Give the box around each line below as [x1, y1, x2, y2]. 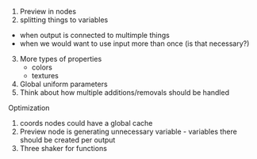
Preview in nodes [19, 7, 77, 16]
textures [31, 71, 59, 80]
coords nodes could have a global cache [19, 119, 153, 127]
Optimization [8, 103, 50, 112]
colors [31, 62, 53, 72]
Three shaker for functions [19, 144, 107, 153]
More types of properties [19, 55, 102, 63]
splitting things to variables [19, 15, 109, 25]
